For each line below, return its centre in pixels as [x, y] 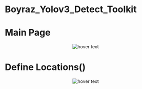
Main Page [28, 33]
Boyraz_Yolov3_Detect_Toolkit [71, 9]
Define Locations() [45, 67]
